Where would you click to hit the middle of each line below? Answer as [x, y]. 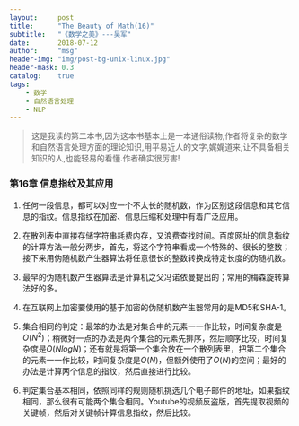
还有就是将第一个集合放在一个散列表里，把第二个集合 [188, 349]
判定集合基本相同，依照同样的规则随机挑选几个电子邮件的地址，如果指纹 [156, 390]
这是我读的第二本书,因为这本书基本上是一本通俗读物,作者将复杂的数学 [159, 136]
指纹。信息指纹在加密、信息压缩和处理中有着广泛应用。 [141, 216]
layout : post [42, 17]
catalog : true [42, 76]
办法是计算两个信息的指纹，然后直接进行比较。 [109, 371]
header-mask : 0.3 [42, 68]
